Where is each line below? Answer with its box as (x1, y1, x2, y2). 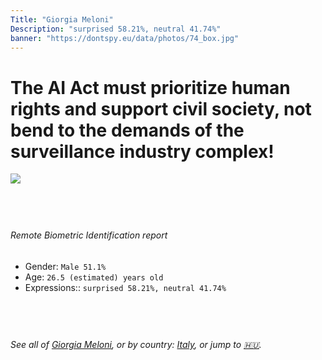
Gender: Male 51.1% (24, 260, 107, 272)
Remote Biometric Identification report (10, 229, 168, 241)
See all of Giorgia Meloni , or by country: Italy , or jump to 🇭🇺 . (10, 338, 262, 350)
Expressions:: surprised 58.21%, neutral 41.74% (24, 281, 227, 293)
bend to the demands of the (10, 119, 245, 141)
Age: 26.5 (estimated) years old (24, 271, 164, 283)
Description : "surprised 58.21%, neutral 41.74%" (10, 24, 222, 34)
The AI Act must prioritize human (10, 76, 291, 99)
